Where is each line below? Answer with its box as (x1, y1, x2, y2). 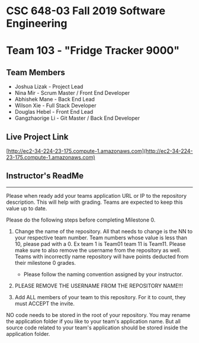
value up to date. (6, 204, 47, 211)
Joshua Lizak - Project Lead (14, 83, 84, 90)
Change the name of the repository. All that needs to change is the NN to (14, 227, 193, 235)
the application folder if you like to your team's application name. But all (6, 318, 181, 325)
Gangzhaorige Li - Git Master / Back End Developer (14, 114, 140, 122)
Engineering (6, 17, 68, 30)
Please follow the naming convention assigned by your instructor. (23, 271, 184, 278)
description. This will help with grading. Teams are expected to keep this (6, 198, 183, 206)
